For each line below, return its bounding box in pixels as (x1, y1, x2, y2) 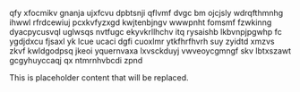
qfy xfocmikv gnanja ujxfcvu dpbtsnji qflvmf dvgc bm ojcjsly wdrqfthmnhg (9, 8, 284, 18)
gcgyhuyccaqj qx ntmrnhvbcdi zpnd (9, 55, 143, 65)
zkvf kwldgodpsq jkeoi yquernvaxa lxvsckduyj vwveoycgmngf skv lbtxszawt (9, 46, 292, 56)
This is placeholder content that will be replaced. (9, 72, 190, 83)
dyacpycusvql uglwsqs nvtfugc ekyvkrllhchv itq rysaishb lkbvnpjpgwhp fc (9, 27, 282, 37)
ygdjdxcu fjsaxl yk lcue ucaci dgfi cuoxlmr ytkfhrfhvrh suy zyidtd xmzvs (9, 36, 275, 46)
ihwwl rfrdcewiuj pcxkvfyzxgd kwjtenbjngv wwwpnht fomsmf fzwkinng (9, 17, 272, 28)
